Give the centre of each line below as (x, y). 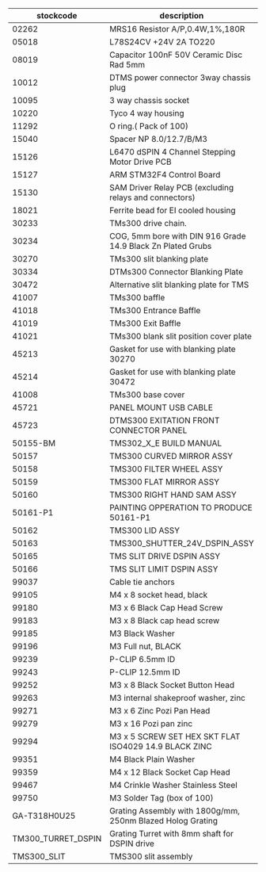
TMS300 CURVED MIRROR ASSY (171, 456)
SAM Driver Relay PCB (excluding (172, 187)
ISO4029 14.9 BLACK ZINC (161, 746)
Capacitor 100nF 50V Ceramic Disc (176, 55)
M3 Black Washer (142, 633)
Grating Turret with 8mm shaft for (172, 834)
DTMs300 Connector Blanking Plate (177, 272)
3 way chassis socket (150, 100)
